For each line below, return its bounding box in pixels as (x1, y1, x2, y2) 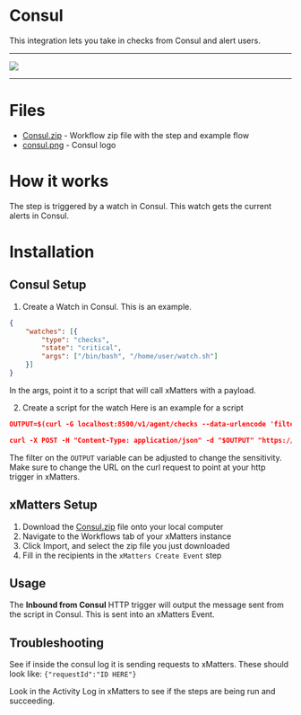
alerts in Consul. (9, 210, 70, 221)
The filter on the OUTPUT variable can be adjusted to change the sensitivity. (9, 452, 282, 463)
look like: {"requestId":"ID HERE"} (9, 668, 137, 679)
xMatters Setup (9, 498, 98, 513)
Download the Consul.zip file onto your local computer (21, 521, 224, 532)
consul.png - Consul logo (21, 139, 116, 150)
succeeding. (9, 695, 56, 706)
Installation (9, 242, 95, 261)
